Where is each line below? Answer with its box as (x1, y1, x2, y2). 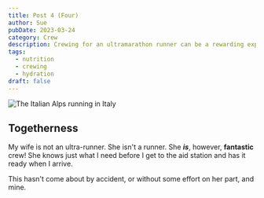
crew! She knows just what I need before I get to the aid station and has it (8, 151, 246, 160)
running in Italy (68, 99, 116, 108)
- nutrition (15, 56, 55, 64)
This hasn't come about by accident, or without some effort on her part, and (8, 174, 255, 184)
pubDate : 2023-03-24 (8, 26, 76, 34)
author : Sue (8, 19, 47, 27)
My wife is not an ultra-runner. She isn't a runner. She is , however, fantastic (8, 142, 254, 152)
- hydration (15, 70, 55, 78)
